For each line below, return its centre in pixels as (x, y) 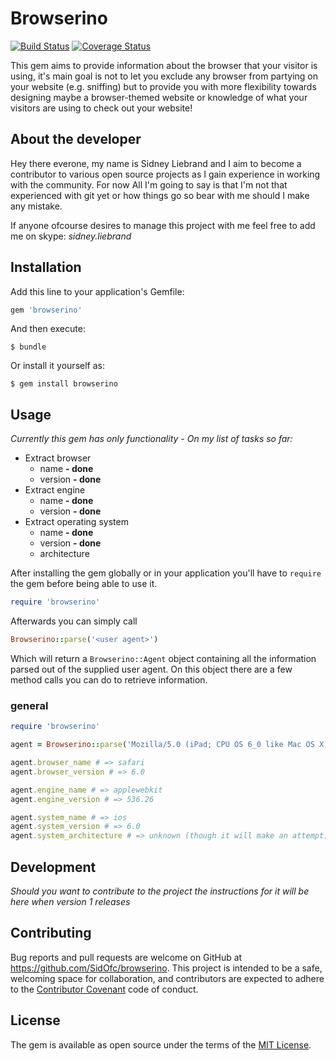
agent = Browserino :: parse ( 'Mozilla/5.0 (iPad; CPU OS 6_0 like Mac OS (162, 745)
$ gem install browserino (64, 384)
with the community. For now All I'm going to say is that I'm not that (149, 184)
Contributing (51, 933)
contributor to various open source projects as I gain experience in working (165, 174)
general (29, 705)
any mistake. (36, 206)
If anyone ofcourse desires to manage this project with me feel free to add (163, 225)
